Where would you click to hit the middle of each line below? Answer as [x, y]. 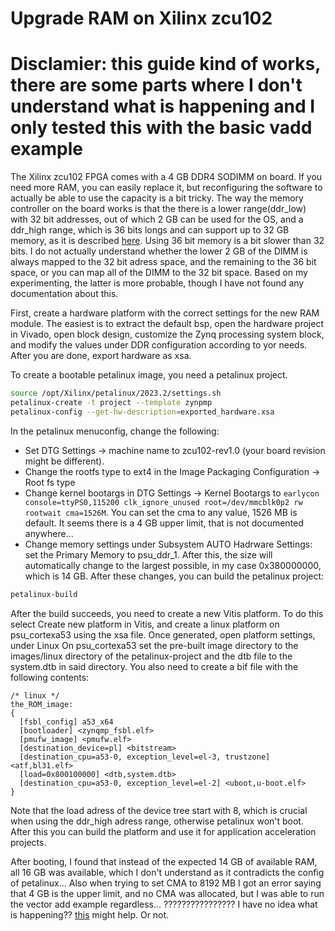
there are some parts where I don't [156, 85]
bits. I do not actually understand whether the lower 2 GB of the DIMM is [159, 251]
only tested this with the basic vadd [161, 128]
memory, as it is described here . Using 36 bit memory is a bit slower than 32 [167, 241]
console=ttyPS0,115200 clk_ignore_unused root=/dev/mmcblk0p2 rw [163, 502]
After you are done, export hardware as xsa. [101, 356]
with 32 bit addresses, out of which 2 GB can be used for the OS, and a [157, 219]
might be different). [64, 461]
